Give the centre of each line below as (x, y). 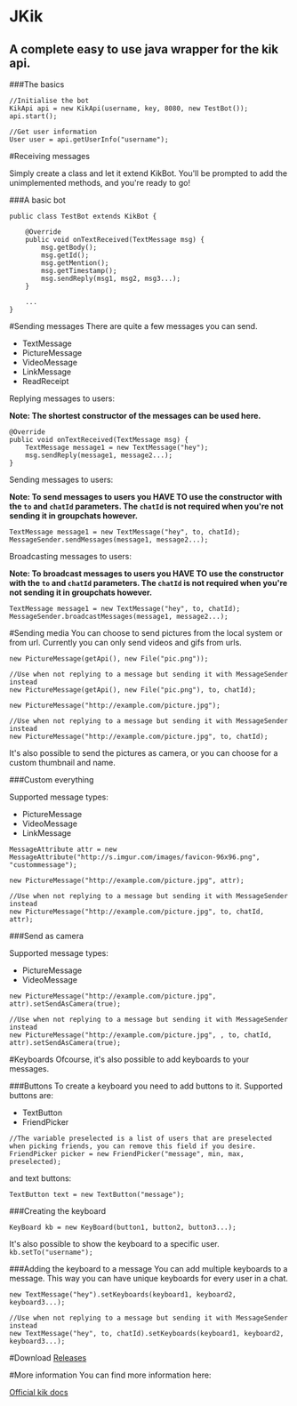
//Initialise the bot (49, 100)
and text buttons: (40, 1178)
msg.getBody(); (69, 247)
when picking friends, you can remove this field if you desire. (132, 1146)
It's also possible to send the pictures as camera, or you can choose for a (144, 753)
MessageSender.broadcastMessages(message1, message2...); (119, 616)
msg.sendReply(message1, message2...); (99, 455)
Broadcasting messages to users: (70, 556)
